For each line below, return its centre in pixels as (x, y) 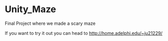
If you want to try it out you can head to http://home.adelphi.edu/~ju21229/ (84, 33)
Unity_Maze (30, 9)
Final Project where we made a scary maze (50, 23)
